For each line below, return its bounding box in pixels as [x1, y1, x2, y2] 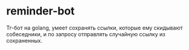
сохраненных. [6, 37, 43, 44]
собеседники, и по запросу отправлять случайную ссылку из [6, 30, 165, 37]
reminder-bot [6, 4, 75, 18]
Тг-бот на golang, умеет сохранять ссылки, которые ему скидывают [6, 24, 183, 31]
